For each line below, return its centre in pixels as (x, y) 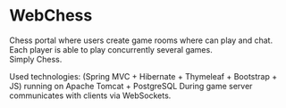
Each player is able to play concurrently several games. (111, 49)
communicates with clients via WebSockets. (90, 96)
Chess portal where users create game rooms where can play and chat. (141, 40)
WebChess (51, 16)
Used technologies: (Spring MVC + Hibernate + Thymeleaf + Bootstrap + (143, 76)
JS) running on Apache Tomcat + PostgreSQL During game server (131, 86)
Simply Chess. (36, 59)
